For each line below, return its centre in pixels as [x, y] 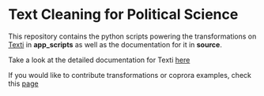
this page [23, 83]
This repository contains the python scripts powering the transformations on [132, 36]
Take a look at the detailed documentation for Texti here [99, 60]
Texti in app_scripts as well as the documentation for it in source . [115, 44]
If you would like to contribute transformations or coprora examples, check [130, 75]
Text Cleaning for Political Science [123, 15]
